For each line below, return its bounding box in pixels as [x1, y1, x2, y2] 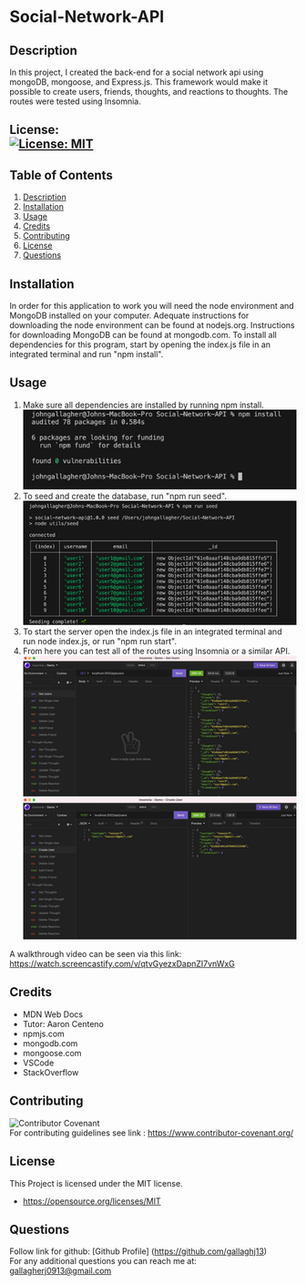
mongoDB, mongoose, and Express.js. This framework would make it [9, 77, 269, 87]
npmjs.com [22, 1028, 66, 1039]
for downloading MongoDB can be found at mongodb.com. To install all [9, 330, 278, 341]
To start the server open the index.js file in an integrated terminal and [22, 626, 282, 637]
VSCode [22, 1057, 55, 1068]
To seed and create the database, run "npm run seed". [22, 490, 228, 501]
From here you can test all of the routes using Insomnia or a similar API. [22, 645, 291, 656]
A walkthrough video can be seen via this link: [9, 949, 182, 960]
